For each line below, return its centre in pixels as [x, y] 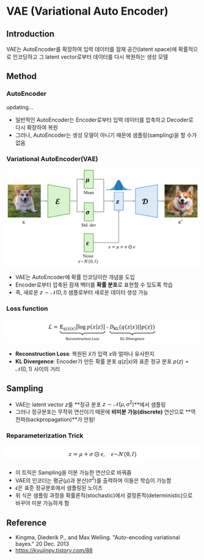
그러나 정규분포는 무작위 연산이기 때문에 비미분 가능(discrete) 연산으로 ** [103, 412]
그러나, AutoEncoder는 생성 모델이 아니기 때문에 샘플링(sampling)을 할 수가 [106, 135]
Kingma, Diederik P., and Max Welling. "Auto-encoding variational [97, 537]
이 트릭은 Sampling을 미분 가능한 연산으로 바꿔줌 [73, 472]
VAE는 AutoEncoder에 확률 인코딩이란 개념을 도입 [75, 277]
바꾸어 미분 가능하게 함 [42, 503]
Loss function [27, 308]
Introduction [31, 34]
